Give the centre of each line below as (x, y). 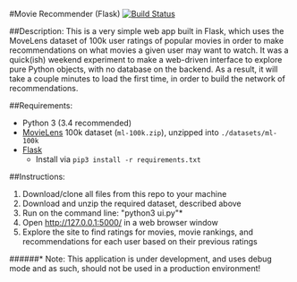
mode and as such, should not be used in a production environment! (135, 268)
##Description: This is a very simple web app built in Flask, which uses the (147, 31)
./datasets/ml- (249, 133)
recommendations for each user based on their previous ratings (140, 241)
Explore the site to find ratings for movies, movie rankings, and (137, 232)
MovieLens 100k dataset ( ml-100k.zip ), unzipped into (120, 132)
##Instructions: (37, 176)
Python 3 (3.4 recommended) (77, 123)
